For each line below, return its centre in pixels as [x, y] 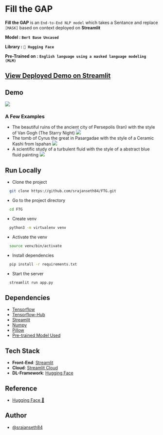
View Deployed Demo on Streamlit [58, 76]
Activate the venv [30, 237]
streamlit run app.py [31, 283]
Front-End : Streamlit [33, 363]
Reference [21, 388]
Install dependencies [33, 255]
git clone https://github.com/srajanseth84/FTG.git [63, 191]
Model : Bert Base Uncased [32, 37]
